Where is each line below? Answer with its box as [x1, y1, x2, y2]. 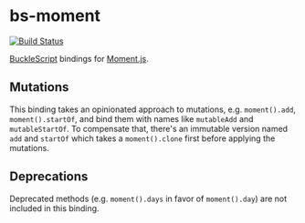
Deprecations [9, 169, 89, 185]
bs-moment [9, 5, 101, 26]
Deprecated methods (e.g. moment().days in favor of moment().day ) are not [9, 193, 288, 204]
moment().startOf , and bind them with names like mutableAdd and [9, 113, 254, 124]
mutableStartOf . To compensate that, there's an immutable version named [9, 123, 289, 134]
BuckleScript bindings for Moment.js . [9, 53, 149, 64]
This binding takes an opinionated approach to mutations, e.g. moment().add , [9, 104, 297, 115]
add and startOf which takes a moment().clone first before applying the [9, 133, 276, 144]
